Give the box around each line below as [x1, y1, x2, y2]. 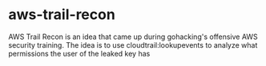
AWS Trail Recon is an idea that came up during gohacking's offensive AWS [8, 32, 258, 41]
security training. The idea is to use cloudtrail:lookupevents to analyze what [8, 40, 258, 49]
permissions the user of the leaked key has [8, 49, 151, 58]
